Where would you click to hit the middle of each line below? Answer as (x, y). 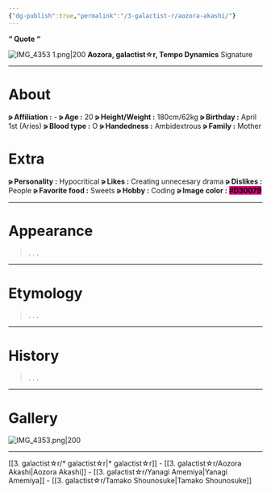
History (34, 356)
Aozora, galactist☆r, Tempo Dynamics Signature (170, 54)
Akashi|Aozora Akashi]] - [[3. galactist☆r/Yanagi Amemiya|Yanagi (118, 472)
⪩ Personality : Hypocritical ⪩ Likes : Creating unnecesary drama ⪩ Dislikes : (135, 181)
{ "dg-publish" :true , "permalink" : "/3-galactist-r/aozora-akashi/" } (122, 16)
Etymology (46, 293)
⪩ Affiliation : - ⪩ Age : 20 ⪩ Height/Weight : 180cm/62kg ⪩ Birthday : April (132, 117)
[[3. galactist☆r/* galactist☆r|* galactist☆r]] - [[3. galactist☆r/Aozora (125, 463)
